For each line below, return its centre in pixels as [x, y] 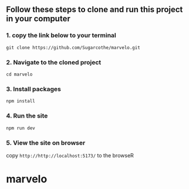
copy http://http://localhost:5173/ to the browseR [70, 155]
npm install [21, 101]
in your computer [38, 19]
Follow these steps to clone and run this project [95, 10]
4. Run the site [27, 116]
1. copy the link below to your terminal [61, 36]
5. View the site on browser [46, 143]
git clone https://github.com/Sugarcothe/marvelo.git [73, 47]
